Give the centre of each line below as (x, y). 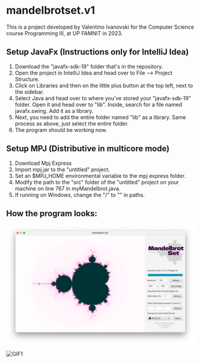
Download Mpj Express (43, 163)
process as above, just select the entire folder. (72, 124)
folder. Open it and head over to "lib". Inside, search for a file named (99, 104)
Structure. (27, 79)
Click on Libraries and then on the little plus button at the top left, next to (104, 85)
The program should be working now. (61, 130)
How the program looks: (52, 213)
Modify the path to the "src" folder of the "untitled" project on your (97, 182)
